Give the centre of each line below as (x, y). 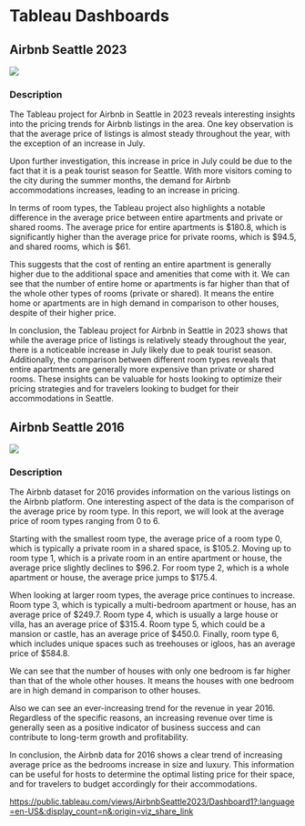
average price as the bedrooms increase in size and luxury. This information (152, 765)
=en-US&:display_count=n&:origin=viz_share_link (102, 811)
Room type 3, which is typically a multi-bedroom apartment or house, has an (153, 605)
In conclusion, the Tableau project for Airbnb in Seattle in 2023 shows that (149, 330)
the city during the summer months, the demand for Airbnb (120, 181)
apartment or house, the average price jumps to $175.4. (114, 578)
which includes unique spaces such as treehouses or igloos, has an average (152, 643)
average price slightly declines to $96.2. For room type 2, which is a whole (149, 568)
